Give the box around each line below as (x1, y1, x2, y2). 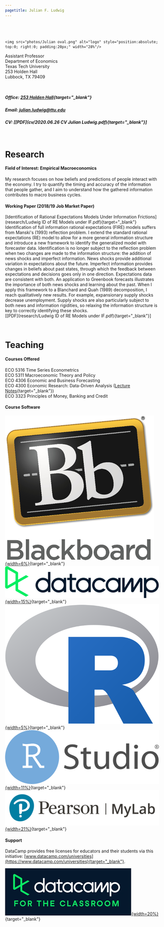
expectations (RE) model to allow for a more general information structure (5, 235, 153, 241)
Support (5, 837, 22, 843)
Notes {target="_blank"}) (5, 388, 54, 394)
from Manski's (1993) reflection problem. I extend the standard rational (5, 229, 147, 235)
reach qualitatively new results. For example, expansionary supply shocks (5, 292, 154, 298)
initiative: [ (5, 853, 26, 859)
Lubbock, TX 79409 (5, 74, 45, 79)
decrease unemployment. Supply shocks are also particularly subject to (5, 297, 149, 303)
